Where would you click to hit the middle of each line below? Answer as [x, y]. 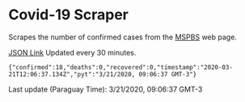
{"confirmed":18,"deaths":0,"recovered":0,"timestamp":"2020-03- [120, 67]
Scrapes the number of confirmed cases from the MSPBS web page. [122, 37]
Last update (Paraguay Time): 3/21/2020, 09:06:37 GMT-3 [106, 89]
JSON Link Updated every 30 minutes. [72, 52]
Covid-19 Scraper [69, 15]
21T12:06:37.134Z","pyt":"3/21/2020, [72, 74]
